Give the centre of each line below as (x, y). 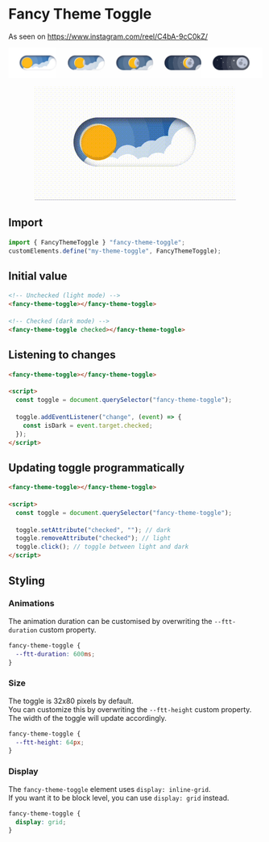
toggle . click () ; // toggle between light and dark (102, 547)
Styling (27, 581)
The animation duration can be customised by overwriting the (110, 621)
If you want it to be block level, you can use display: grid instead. (119, 798)
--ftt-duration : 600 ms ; (55, 654)
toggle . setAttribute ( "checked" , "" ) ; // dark (93, 530)
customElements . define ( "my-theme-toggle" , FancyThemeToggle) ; (115, 251)
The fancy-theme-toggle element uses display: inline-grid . (110, 789)
